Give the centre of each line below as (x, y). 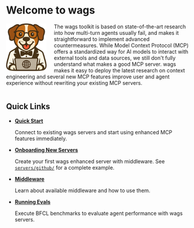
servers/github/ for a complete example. (64, 167)
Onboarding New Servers (46, 150)
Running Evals (33, 201)
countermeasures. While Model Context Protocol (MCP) (121, 45)
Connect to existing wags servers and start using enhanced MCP (93, 132)
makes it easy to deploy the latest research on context (119, 70)
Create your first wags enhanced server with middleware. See (90, 161)
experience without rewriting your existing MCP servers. (74, 82)
